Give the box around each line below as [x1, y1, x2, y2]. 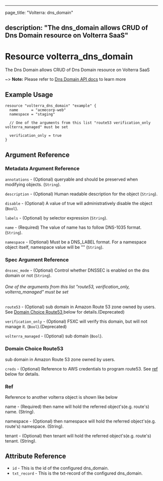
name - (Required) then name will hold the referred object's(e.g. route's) [5, 404, 149, 409]
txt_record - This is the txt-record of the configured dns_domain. [12, 470, 143, 476]
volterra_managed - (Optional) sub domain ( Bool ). [5, 333, 103, 339]
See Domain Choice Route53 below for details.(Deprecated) [5, 309, 125, 315]
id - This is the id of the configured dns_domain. [12, 465, 109, 471]
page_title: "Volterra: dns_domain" [5, 10, 74, 15]
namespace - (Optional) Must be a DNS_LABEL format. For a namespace [5, 239, 147, 245]
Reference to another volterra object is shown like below [5, 394, 118, 400]
